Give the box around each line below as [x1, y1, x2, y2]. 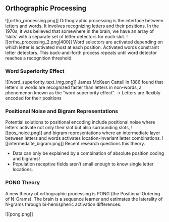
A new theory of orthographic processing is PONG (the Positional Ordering [5, 190, 160, 196]
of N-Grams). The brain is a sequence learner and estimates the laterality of [5, 196, 163, 202]
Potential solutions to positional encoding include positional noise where [5, 119, 155, 125]
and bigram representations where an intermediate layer [43, 130, 160, 136]
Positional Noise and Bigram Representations [5, 108, 119, 115]
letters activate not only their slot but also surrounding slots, [5, 125, 130, 131]
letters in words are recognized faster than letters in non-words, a [5, 84, 142, 90]
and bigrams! [12, 156, 40, 162]
